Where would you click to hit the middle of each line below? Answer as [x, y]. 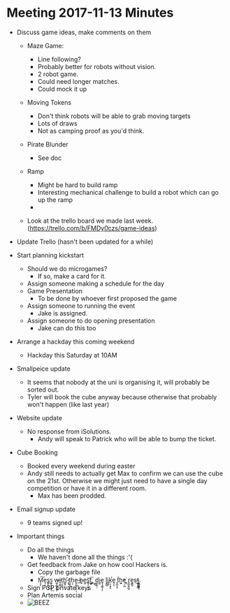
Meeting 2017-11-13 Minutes [90, 13]
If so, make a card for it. [72, 276]
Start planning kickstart [50, 255]
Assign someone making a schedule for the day [96, 283]
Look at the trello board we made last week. [90, 221]
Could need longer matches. [78, 81]
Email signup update [46, 509]
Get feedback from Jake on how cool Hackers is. [98, 564]
